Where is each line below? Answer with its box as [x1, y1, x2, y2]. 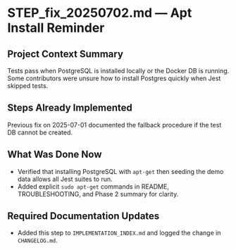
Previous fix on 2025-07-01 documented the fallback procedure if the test [7, 120, 222, 129]
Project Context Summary [7, 48, 123, 60]
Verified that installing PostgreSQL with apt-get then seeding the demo [17, 167, 224, 175]
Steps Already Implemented [7, 102, 132, 114]
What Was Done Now [7, 149, 102, 161]
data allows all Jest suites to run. [17, 175, 113, 183]
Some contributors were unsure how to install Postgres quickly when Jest [7, 74, 221, 82]
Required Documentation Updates [7, 210, 160, 223]
